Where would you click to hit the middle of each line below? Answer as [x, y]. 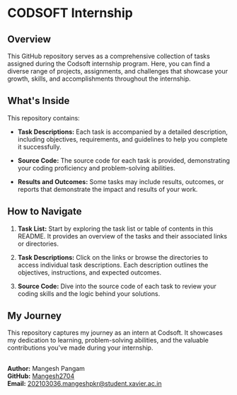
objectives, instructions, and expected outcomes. [89, 272]
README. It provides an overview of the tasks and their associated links [122, 236]
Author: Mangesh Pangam [46, 368]
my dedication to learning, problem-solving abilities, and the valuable [108, 340]
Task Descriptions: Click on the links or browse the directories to [113, 257]
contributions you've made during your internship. [80, 348]
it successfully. [39, 147]
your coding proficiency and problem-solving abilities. [96, 168]
